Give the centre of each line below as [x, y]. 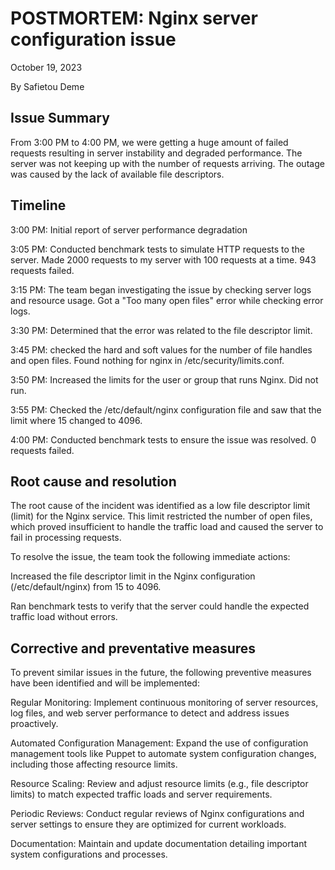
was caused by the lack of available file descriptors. [117, 174]
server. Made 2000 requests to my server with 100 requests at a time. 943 [163, 259]
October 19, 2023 [46, 67]
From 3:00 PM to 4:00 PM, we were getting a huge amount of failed [149, 142]
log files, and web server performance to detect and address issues [150, 713]
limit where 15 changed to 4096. [76, 420]
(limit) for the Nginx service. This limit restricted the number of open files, [161, 516]
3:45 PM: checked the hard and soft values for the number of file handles [161, 349]
